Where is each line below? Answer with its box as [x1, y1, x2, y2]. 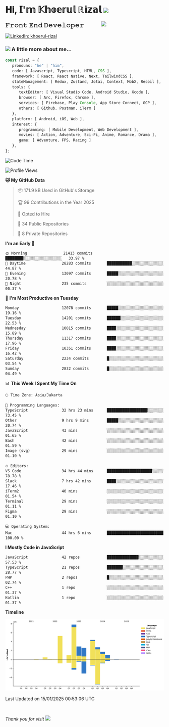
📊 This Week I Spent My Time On [5, 380, 77, 386]
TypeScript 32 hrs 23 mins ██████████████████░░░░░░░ [5, 407, 164, 413]
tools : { [12, 84, 30, 89]
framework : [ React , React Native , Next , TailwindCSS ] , [12, 74, 135, 79]
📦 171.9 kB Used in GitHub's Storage [17, 187, 95, 193]
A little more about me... [11, 46, 72, 53]
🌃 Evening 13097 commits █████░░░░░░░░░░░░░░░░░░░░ [5, 271, 164, 276]
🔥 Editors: [5, 463, 29, 468]
